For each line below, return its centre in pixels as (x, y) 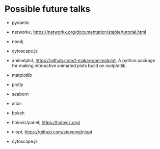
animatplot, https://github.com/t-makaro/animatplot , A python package (83, 60)
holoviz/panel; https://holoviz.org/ (46, 122)
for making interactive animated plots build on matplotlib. (69, 65)
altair (17, 103)
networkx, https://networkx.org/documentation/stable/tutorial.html (79, 32)
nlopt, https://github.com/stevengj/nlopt (52, 132)
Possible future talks (48, 9)
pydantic (21, 22)
